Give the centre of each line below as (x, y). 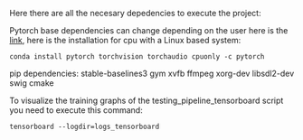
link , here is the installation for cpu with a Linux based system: (125, 40)
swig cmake (32, 83)
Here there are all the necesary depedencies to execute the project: (135, 13)
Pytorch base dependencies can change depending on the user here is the (149, 30)
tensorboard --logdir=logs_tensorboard (85, 126)
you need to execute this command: (76, 110)
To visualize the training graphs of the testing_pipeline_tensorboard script (147, 100)
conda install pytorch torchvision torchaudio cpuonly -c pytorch (137, 57)
